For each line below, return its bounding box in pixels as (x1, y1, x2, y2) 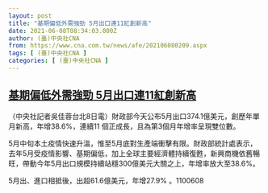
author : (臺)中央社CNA (8, 34, 80, 43)
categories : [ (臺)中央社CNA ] (8, 57, 109, 65)
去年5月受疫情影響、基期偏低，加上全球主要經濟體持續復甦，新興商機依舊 (8, 148, 253, 158)
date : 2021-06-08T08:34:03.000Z (8, 27, 117, 35)
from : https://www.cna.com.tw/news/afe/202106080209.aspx (8, 42, 207, 50)
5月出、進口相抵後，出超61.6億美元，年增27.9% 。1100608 (8, 175, 204, 185)
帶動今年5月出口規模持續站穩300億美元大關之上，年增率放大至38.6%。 (22, 158, 260, 168)
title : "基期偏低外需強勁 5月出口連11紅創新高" (8, 19, 152, 27)
